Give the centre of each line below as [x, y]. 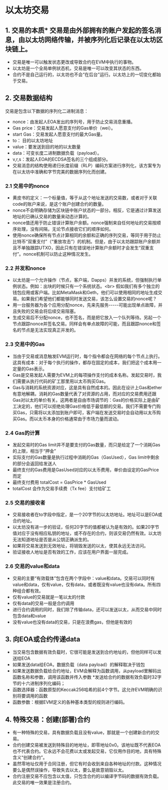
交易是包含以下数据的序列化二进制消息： [47, 111]
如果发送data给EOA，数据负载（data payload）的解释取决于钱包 [78, 665]
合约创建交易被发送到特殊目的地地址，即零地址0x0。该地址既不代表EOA [86, 745]
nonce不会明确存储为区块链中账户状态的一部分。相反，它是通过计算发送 [87, 210]
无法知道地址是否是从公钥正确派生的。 [52, 540]
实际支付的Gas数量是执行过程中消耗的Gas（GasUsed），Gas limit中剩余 [86, 457]
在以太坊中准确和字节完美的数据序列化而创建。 [60, 172]
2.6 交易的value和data [32, 566]
